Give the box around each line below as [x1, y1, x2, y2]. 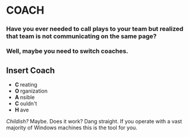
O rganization [14, 87, 48, 94]
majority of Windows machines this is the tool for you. [6, 124, 137, 131]
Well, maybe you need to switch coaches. [6, 47, 129, 55]
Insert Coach [6, 65, 55, 75]
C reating [14, 81, 37, 88]
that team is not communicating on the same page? [6, 32, 157, 40]
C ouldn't [14, 100, 37, 107]
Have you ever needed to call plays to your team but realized [6, 25, 184, 33]
